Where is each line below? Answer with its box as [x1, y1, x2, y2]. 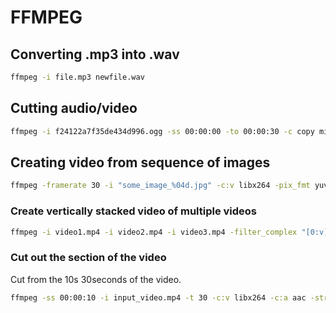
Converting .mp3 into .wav [10, 46, 180, 63]
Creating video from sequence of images [10, 154, 271, 171]
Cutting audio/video [10, 100, 138, 117]
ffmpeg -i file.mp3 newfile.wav [10, 72, 145, 82]
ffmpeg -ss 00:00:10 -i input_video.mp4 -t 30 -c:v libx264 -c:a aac [10, 292, 307, 303]
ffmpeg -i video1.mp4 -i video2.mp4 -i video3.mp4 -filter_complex [10, 227, 298, 237]
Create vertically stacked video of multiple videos [10, 204, 258, 218]
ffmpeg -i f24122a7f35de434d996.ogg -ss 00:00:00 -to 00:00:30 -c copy [10, 126, 315, 136]
